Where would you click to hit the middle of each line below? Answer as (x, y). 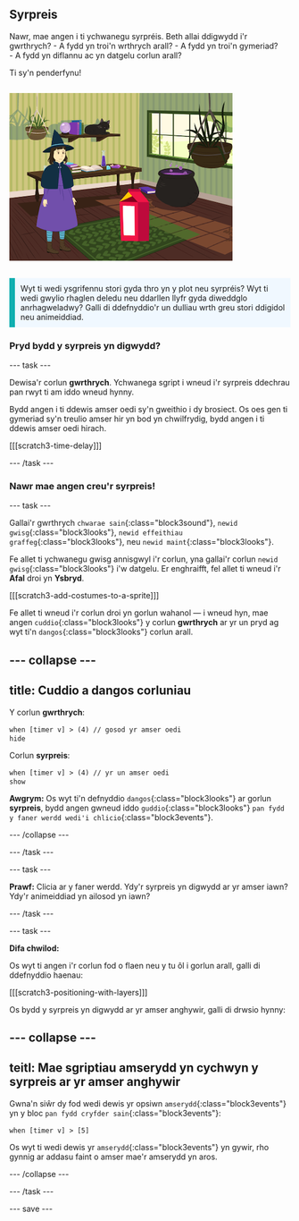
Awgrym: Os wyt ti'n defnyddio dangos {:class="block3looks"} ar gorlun (141, 798)
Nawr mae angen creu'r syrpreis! (83, 487)
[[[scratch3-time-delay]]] (56, 445)
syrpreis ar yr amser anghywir (95, 1082)
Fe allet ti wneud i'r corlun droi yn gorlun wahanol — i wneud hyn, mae (139, 613)
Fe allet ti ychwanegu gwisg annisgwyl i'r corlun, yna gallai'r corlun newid (144, 559)
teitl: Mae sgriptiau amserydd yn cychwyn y (134, 1068)
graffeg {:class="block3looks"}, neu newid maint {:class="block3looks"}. (142, 542)
